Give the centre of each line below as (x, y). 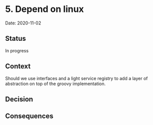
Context (18, 66)
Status (16, 39)
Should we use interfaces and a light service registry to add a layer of (76, 78)
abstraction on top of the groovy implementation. (55, 84)
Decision (19, 99)
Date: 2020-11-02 (23, 23)
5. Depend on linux (45, 9)
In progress (17, 50)
